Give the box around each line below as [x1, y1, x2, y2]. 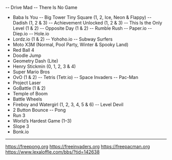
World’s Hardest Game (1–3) [12, 118, 72, 124]
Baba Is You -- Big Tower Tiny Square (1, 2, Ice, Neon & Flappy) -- [12, 14, 152, 20]
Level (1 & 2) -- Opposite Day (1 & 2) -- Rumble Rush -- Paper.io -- [12, 25, 152, 31]
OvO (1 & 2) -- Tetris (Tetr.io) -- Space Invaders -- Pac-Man [12, 74, 138, 80]
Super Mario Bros [12, 69, 50, 75]
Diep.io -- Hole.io [12, 31, 50, 36]
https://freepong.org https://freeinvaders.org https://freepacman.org [5, 144, 150, 149]
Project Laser [12, 79, 41, 86]
